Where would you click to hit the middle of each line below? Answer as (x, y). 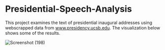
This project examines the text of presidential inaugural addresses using (79, 23)
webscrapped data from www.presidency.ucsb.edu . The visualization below (83, 27)
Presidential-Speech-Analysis (69, 9)
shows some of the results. (33, 33)
